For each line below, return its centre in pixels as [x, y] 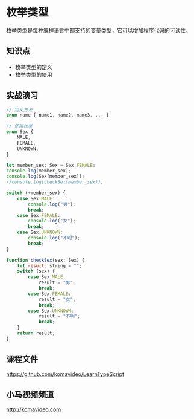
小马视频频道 [30, 395]
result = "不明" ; [59, 316]
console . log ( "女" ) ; [52, 221]
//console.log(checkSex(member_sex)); [55, 182]
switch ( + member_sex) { [36, 193]
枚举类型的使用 [33, 74]
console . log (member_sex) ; [39, 171]
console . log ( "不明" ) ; [54, 238]
